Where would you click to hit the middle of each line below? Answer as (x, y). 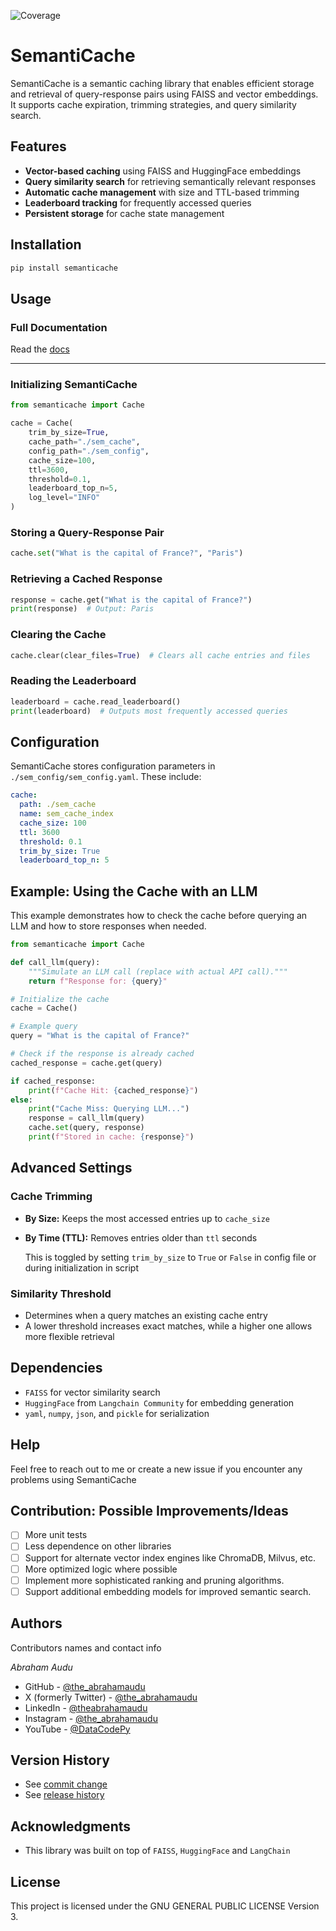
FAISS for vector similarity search (92, 1392)
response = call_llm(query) (86, 1118)
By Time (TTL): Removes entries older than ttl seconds (141, 1237)
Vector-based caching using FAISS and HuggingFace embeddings (163, 171)
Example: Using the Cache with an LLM (134, 891)
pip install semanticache (64, 268)
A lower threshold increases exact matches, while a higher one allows (168, 1326)
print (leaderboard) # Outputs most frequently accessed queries (149, 711)
